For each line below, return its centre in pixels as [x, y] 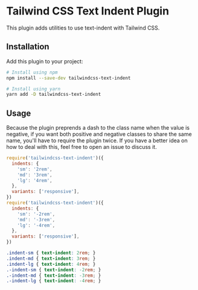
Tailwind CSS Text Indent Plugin [88, 11]
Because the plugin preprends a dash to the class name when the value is [98, 128]
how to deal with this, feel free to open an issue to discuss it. [81, 147]
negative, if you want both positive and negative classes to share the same [99, 134]
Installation [28, 47]
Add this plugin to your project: [45, 61]
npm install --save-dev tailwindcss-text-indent [69, 78]
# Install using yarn [34, 89]
